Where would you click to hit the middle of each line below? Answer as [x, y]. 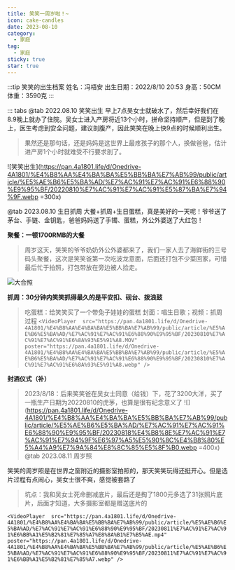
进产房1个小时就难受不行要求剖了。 [75, 151]
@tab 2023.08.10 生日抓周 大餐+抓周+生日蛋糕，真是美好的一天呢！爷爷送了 [117, 211]
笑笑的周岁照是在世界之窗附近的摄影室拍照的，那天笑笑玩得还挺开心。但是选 [117, 470]
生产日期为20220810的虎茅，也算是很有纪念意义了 [110, 402]
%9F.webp [23, 196]
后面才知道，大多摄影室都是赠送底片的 [92, 503]
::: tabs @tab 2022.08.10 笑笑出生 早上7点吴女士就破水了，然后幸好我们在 [113, 110]
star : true [23, 66]
